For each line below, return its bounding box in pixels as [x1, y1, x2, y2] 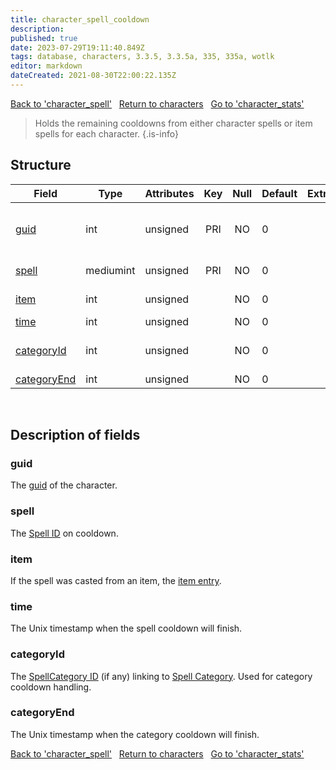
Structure [10, 157, 72, 174]
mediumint [85, 263, 136, 277]
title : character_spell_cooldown [10, 14, 150, 25]
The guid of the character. [10, 479, 118, 491]
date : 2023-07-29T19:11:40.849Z [10, 42, 145, 53]
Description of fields [10, 427, 141, 444]
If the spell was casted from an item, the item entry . [10, 574, 222, 586]
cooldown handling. [10, 681, 92, 693]
